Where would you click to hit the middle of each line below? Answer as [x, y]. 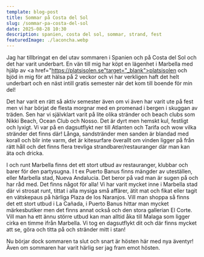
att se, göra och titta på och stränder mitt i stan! [66, 229]
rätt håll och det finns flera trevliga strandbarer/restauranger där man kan [98, 147]
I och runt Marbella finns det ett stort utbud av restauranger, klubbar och [97, 165]
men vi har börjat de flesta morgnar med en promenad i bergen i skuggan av [102, 108]
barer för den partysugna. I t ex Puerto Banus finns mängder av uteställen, [100, 171]
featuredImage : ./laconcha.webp [47, 40]
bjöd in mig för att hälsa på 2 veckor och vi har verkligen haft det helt [93, 77]
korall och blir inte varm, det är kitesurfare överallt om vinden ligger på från [100, 140]
